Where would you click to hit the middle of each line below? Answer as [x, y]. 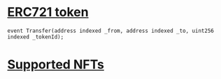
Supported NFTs [56, 65]
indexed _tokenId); [36, 37]
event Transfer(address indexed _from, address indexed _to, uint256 [111, 31]
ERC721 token [48, 12]
